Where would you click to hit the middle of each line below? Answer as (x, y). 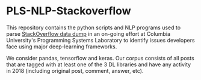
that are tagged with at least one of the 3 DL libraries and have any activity (99, 64)
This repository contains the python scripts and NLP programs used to (94, 27)
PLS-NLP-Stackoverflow (69, 11)
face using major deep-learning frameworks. (62, 47)
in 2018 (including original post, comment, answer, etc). (75, 70)
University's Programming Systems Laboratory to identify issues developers (100, 40)
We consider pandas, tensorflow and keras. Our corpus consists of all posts (100, 58)
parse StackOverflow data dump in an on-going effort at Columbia (88, 33)
